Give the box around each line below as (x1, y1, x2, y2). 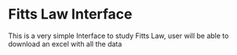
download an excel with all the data (8, 39, 122, 48)
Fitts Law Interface (8, 5, 133, 23)
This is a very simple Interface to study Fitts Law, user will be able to (8, 31, 229, 40)
